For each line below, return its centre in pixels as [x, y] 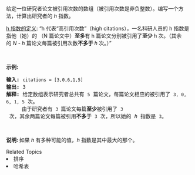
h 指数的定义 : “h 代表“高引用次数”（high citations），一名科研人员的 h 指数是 [98, 28]
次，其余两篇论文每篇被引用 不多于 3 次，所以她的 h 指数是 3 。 [88, 116]
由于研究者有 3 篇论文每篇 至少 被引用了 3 [72, 109]
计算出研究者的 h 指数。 [45, 16]
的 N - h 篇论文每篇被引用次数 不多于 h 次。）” [59, 43]
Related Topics [24, 152]
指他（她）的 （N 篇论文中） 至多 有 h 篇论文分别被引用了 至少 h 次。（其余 [94, 36]
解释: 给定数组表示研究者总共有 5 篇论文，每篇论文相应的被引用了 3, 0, [96, 94]
